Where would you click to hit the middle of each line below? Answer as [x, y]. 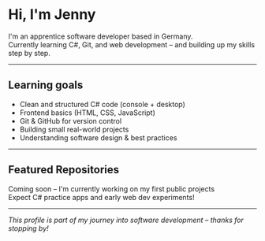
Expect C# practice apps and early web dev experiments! [101, 197]
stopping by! [28, 228]
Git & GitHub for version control [71, 120]
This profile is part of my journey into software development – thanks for [126, 220]
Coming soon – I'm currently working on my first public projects [112, 189]
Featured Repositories [64, 170]
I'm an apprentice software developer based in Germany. [101, 36]
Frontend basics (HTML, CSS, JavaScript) [88, 113]
